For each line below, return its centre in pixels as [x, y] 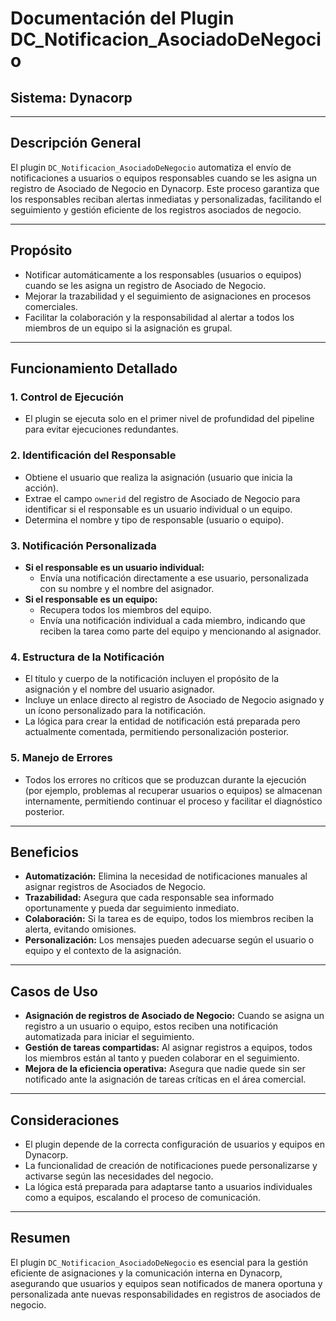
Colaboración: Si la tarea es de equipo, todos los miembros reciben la [169, 919]
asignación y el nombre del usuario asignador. [119, 689]
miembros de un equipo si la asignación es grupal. [128, 328]
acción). [41, 488]
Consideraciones [65, 1120]
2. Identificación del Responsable [93, 455]
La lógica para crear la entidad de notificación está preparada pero [162, 721]
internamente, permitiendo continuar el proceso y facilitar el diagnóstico [173, 801]
